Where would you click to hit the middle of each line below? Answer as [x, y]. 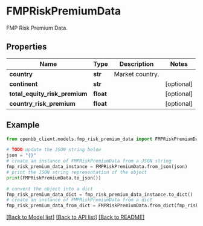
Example [23, 125]
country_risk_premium [42, 103]
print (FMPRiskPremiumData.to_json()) [54, 178]
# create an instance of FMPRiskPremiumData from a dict [79, 200]
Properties [27, 47]
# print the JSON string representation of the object [77, 172]
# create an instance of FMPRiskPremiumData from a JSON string [89, 161]
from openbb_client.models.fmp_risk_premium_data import [79, 139]
